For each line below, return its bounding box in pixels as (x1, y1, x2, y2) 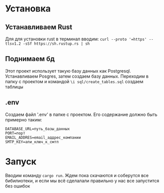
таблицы (5, 84, 23, 90)
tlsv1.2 (5, 41, 21, 46)
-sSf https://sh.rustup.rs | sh (23, 41, 90, 46)
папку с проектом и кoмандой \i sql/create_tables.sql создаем (5, 78, 144, 85)
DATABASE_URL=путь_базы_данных (5, 126, 70, 131)
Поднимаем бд (5, 55, 55, 63)
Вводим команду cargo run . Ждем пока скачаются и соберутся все (5, 172, 149, 178)
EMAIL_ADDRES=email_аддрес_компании (5, 135, 81, 140)
